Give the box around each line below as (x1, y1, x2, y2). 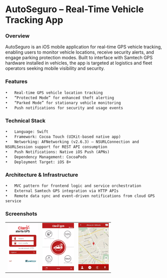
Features (5, 78, 28, 85)
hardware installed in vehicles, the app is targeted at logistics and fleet (5, 60, 153, 66)
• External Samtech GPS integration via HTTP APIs (5, 188, 119, 193)
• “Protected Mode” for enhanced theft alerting (5, 95, 114, 100)
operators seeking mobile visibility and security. (5, 65, 105, 71)
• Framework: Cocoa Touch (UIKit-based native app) (5, 134, 121, 140)
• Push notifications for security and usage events (5, 105, 123, 110)
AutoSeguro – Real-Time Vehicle (5, 4, 144, 15)
